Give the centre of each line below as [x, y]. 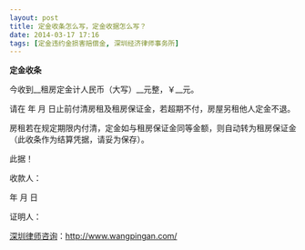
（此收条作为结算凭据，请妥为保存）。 [79, 140]
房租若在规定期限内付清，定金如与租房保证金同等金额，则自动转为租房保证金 [153, 128]
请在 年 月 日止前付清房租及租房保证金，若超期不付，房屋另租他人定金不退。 [152, 109]
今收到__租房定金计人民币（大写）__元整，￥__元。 [104, 90]
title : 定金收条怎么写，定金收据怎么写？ [78, 26]
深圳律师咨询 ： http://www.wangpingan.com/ [93, 236]
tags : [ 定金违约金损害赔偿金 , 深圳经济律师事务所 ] [94, 43]
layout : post [34, 18]
